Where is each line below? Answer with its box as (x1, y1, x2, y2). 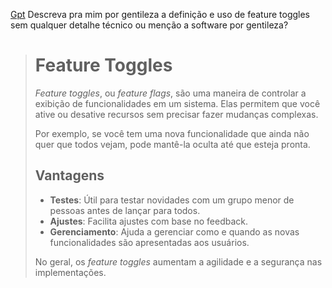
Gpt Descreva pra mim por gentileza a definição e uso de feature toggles (10, 9, 311, 20)
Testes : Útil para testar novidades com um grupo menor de (49, 194, 295, 206)
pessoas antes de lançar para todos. (49, 204, 201, 216)
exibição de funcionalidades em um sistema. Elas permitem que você (34, 97, 321, 109)
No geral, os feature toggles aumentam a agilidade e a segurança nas (34, 255, 323, 268)
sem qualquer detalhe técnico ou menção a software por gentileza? (10, 19, 289, 31)
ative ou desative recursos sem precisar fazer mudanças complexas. (34, 108, 319, 120)
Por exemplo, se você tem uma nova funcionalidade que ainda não (34, 127, 310, 139)
